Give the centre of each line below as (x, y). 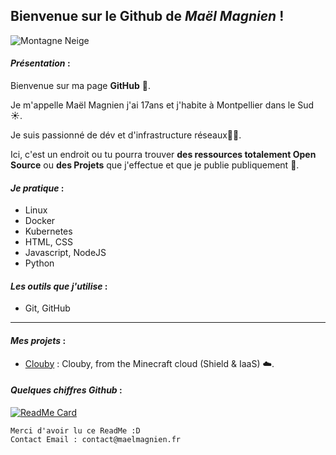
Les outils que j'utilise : (59, 286)
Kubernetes (48, 231)
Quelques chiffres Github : (66, 390)
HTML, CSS (48, 242)
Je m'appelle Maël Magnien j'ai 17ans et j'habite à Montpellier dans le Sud (162, 105)
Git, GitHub (47, 308)
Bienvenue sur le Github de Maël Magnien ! (147, 16)
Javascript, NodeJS (65, 253)
